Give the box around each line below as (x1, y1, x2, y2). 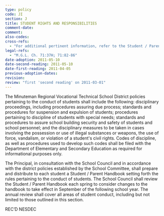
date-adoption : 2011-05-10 (5, 57, 60, 62)
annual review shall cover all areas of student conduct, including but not (5, 192, 150, 197)
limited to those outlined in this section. (5, 196, 84, 202)
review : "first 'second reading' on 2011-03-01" (5, 80, 106, 85)
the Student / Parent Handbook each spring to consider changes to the (5, 181, 148, 187)
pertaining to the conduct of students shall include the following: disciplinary (5, 98, 159, 104)
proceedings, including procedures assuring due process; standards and (5, 104, 151, 110)
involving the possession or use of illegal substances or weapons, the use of (5, 130, 159, 136)
